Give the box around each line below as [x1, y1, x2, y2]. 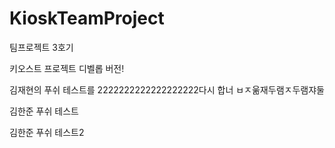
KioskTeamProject [9, 7, 165, 30]
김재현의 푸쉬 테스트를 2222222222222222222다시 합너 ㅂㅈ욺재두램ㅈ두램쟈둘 [9, 83, 325, 96]
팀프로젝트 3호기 [9, 41, 74, 53]
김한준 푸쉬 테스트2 [9, 126, 85, 138]
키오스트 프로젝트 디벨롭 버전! [9, 62, 125, 74]
